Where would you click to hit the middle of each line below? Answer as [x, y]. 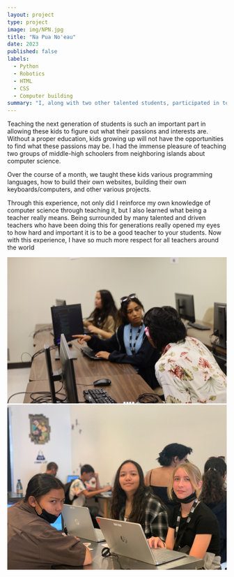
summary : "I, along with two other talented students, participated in [113, 103]
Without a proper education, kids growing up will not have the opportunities [116, 139]
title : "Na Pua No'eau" [42, 37]
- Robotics [29, 73]
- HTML [23, 81]
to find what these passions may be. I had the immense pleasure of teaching [117, 146]
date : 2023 [23, 44]
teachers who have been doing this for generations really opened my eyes [114, 225]
